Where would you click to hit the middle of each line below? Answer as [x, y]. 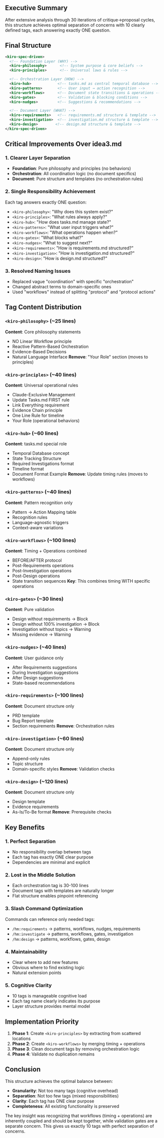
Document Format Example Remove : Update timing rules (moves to [80, 474]
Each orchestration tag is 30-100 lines [50, 886]
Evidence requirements [35, 807]
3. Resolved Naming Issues [38, 271]
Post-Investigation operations [42, 570]
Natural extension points [37, 973]
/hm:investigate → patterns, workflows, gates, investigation [72, 934]
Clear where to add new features [45, 962]
